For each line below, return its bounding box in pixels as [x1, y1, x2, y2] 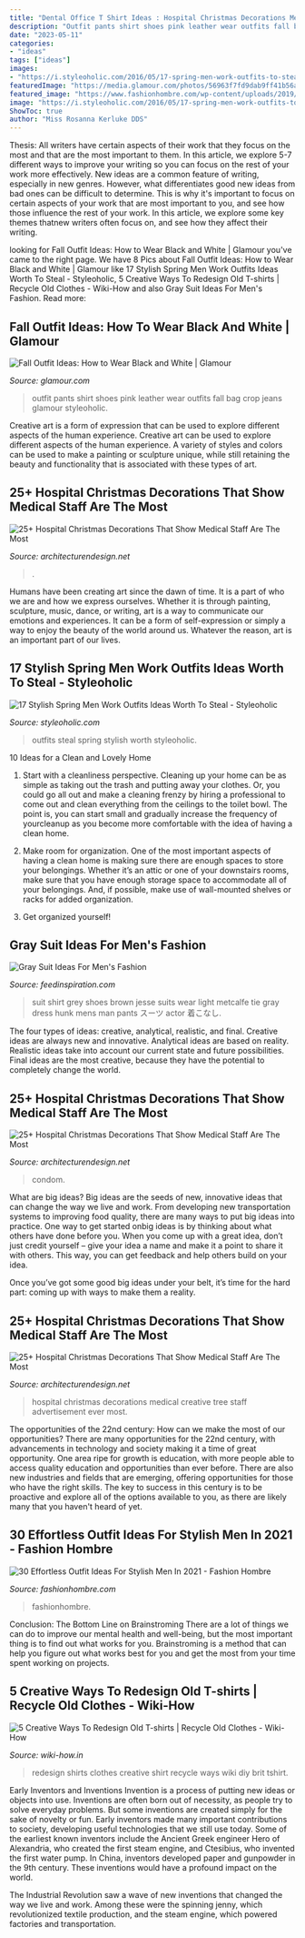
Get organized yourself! [22, 911, 112, 922]
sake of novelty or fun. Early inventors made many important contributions [9, 1813, 288, 1824]
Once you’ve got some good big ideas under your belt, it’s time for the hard [9, 1277, 290, 1288]
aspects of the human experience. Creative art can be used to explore [9, 429, 271, 440]
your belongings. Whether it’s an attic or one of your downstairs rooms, [22, 864, 290, 875]
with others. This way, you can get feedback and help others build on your [9, 1250, 288, 1261]
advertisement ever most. [31, 1407, 128, 1417]
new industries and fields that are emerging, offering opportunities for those [9, 1472, 293, 1483]
